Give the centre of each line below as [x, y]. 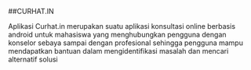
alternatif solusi [33, 59]
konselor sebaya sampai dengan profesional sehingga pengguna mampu [125, 43]
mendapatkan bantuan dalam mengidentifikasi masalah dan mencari [118, 51]
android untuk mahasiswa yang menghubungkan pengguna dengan [117, 35]
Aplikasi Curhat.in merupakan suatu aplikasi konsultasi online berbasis [122, 26]
